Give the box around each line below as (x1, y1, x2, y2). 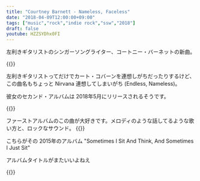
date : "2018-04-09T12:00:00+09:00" (6, 14, 95, 20)
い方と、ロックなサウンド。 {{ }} (6, 125, 85, 132)
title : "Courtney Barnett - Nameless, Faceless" (6, 8, 130, 15)
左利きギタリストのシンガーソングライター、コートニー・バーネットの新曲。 (6, 49, 196, 56)
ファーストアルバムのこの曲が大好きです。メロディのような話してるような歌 (6, 117, 195, 125)
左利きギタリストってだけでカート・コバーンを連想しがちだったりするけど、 (6, 73, 195, 80)
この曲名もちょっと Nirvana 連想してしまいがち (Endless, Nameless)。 (6, 80, 181, 88)
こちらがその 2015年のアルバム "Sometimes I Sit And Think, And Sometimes (6, 137, 194, 144)
